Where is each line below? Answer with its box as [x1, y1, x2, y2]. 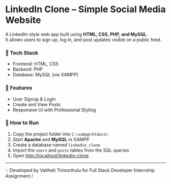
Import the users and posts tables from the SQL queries [12, 147, 129, 153]
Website [5, 14, 41, 26]
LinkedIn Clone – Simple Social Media [5, 4, 166, 15]
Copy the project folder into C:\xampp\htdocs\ [12, 131, 108, 137]
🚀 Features [5, 84, 33, 91]
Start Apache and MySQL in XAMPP [12, 136, 90, 142]
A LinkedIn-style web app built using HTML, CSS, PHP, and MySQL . [5, 31, 148, 37]
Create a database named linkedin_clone [12, 141, 100, 148]
